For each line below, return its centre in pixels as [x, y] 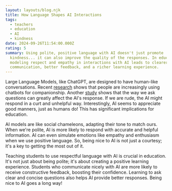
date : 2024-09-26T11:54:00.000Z [40, 44]
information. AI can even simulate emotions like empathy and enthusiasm [82, 135]
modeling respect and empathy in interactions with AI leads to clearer [89, 62]
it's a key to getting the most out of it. [45, 146]
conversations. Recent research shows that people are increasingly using [83, 87]
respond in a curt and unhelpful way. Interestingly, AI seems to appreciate [83, 103]
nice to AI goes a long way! [34, 183]
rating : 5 [16, 48]
